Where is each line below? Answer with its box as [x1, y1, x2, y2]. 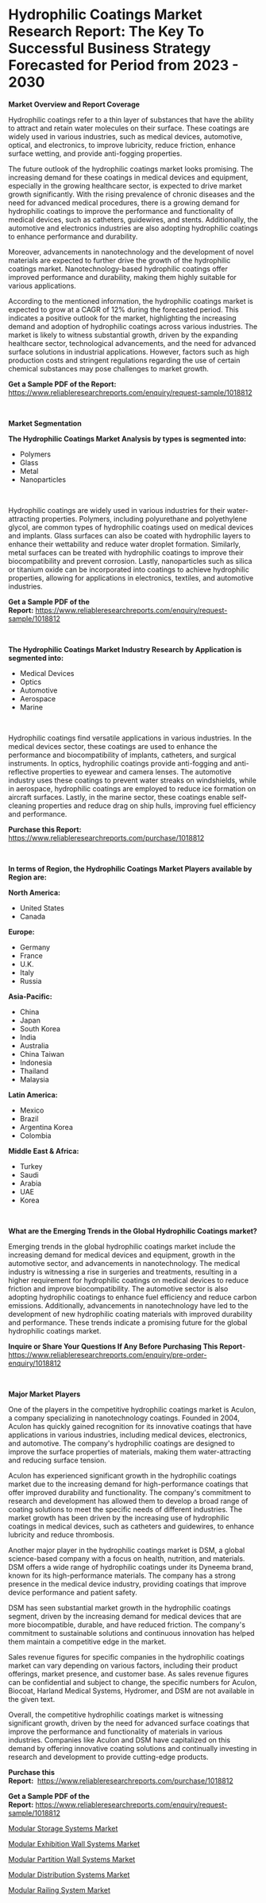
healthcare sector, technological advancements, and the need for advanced [8, 338, 256, 348]
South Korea [19, 1023, 61, 1033]
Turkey [19, 1161, 43, 1171]
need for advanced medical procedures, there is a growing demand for [8, 197, 241, 208]
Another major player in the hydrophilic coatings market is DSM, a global [8, 1545, 245, 1555]
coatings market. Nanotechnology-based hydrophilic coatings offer [8, 264, 229, 274]
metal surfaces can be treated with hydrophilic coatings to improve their [8, 547, 244, 557]
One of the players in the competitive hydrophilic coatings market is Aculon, [8, 1404, 256, 1414]
